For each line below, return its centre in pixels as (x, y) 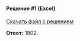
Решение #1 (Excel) (31, 8)
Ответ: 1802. (22, 33)
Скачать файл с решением (40, 21)
